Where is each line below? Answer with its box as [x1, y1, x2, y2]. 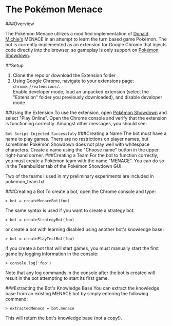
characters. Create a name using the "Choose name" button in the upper [5, 146, 159, 152]
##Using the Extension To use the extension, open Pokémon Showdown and [5, 109, 167, 116]
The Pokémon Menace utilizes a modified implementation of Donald [5, 30, 149, 36]
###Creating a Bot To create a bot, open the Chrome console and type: [5, 188, 156, 195]
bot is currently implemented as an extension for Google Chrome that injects [5, 41, 167, 47]
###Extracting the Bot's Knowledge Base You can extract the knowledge [5, 285, 160, 291]
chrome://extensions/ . [12, 83, 61, 89]
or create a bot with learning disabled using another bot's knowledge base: [5, 226, 164, 232]
